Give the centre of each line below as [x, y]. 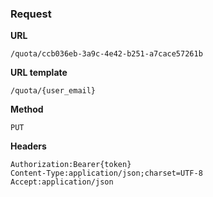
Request [31, 14]
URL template [39, 73]
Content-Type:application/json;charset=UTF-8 [106, 173]
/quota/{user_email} [53, 91]
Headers [28, 146]
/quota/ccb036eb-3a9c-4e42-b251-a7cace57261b [106, 54]
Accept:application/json [62, 182]
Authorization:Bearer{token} [71, 165]
